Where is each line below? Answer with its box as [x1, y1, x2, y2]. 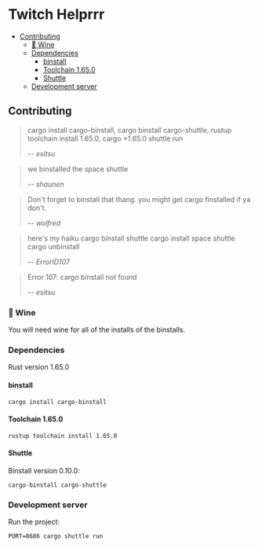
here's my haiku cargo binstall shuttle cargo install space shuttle [27, 234, 235, 243]
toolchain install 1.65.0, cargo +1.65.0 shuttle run [27, 134, 184, 143]
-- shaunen [27, 179, 64, 189]
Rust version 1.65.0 [8, 362, 70, 372]
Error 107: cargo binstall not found [27, 272, 137, 281]
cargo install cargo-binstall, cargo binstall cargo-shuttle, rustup [27, 125, 232, 134]
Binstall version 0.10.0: [8, 465, 80, 475]
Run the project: [8, 517, 60, 527]
